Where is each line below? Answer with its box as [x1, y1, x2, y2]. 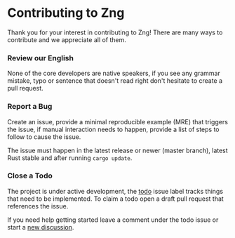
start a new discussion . [7, 223, 74, 231]
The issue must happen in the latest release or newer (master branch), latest [7, 146, 228, 154]
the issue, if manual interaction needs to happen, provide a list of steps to [7, 125, 220, 133]
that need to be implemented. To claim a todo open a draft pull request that [7, 194, 224, 203]
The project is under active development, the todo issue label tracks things [7, 187, 223, 195]
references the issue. [7, 201, 69, 210]
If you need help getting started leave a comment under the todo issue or [7, 216, 219, 224]
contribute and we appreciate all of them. [7, 35, 126, 44]
